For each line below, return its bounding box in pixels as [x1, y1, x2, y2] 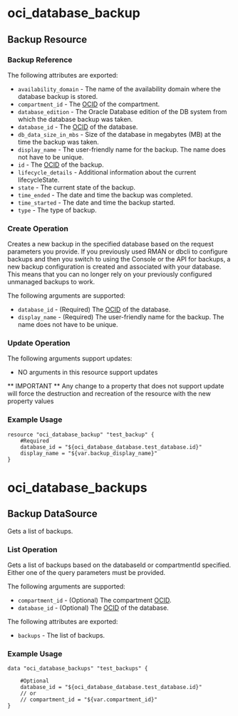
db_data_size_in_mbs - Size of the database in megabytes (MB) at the [17, 130, 222, 138]
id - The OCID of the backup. [17, 160, 105, 169]
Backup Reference [7, 55, 73, 65]
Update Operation [7, 338, 71, 348]
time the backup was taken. [17, 138, 100, 146]
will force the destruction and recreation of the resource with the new [7, 390, 212, 398]
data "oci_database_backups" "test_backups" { [7, 665, 148, 673]
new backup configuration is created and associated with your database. [7, 262, 222, 271]
